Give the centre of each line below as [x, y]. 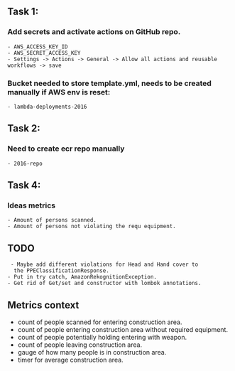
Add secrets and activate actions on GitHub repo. [94, 32]
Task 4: [24, 185]
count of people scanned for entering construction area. [100, 322]
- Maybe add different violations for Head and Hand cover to [104, 265]
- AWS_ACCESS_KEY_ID [38, 47]
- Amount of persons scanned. [52, 220]
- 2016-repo [25, 163]
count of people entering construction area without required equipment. [123, 329]
